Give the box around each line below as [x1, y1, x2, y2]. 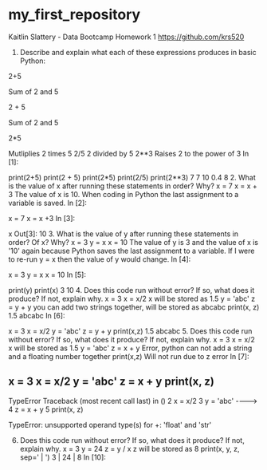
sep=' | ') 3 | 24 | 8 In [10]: [19, 452, 106, 462]
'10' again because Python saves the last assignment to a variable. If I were [8, 246, 255, 255]
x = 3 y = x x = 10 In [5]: [8, 270, 86, 279]
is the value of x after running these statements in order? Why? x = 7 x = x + [8, 181, 257, 191]
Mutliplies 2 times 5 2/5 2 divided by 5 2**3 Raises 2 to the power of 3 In [8, 148, 249, 158]
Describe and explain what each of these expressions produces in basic [19, 47, 257, 57]
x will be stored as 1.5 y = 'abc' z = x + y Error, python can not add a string [8, 343, 253, 353]
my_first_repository [8, 6, 141, 24]
